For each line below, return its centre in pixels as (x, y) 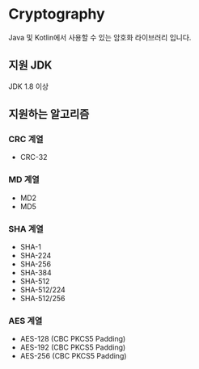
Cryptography (57, 14)
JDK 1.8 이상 (29, 86)
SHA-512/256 (42, 299)
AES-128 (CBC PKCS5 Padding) (73, 339)
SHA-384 (36, 273)
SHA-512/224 (43, 290)
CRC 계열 (26, 140)
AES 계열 (25, 321)
